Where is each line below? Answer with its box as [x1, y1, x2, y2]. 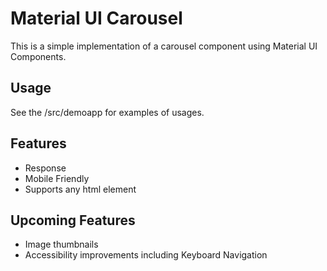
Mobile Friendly [24, 172, 90, 184]
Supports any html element [24, 183, 137, 195]
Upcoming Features [10, 212, 136, 229]
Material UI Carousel [10, 7, 183, 30]
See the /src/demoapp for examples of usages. [10, 106, 205, 118]
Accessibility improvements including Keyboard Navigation [24, 249, 268, 261]
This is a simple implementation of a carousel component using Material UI [10, 40, 318, 52]
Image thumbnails [24, 238, 99, 251]
